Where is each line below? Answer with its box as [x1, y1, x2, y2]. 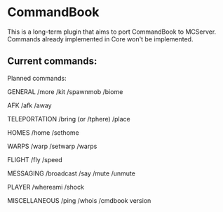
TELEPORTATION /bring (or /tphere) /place [7, 114, 131, 123]
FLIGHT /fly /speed [7, 155, 63, 164]
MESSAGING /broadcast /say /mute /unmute [7, 169, 135, 178]
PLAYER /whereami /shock [7, 183, 84, 191]
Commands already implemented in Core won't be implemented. [7, 34, 194, 43]
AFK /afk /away [7, 101, 52, 110]
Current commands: [7, 55, 97, 67]
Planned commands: [7, 74, 67, 82]
